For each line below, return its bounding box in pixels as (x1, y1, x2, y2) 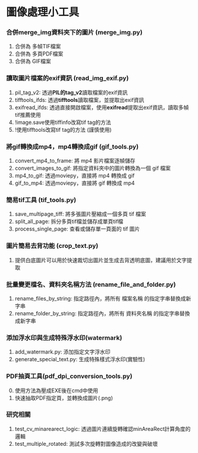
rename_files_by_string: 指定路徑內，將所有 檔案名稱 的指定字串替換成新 (14, 294, 191, 302)
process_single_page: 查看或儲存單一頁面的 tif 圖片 (14, 225, 140, 232)
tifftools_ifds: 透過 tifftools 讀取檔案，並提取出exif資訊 (14, 96, 144, 103)
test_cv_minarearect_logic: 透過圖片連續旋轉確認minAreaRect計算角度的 (14, 425, 191, 432)
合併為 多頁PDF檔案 (14, 50, 64, 57)
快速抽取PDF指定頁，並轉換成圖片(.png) (14, 394, 113, 401)
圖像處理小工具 (6, 5, 80, 19)
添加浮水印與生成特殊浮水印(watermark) (6, 333, 122, 342)
